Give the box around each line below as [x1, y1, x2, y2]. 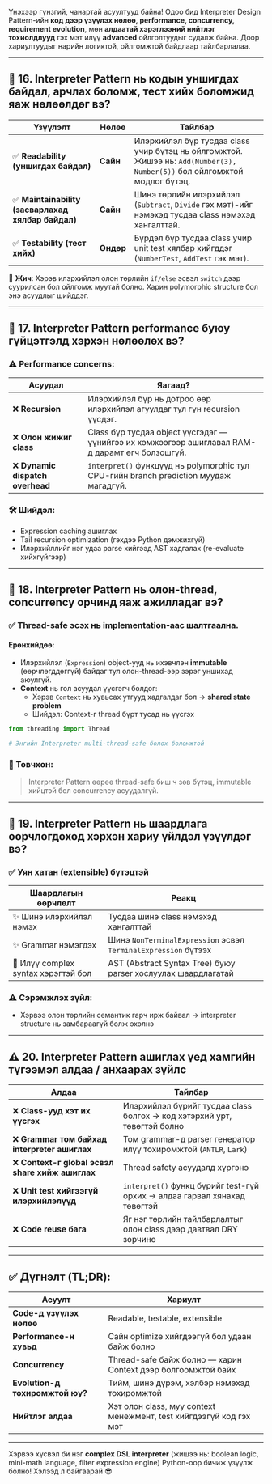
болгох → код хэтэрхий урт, [122, 1110, 232, 1121]
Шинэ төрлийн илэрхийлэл [134, 189, 240, 200]
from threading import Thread [8, 725, 111, 733]
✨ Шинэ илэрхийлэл [12, 911, 93, 922]
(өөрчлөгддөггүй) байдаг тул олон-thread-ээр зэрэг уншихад [19, 667, 233, 676]
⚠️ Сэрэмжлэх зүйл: [8, 991, 93, 1003]
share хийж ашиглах [12, 1167, 96, 1178]
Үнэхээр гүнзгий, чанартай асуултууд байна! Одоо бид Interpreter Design [8, 7, 261, 16]
